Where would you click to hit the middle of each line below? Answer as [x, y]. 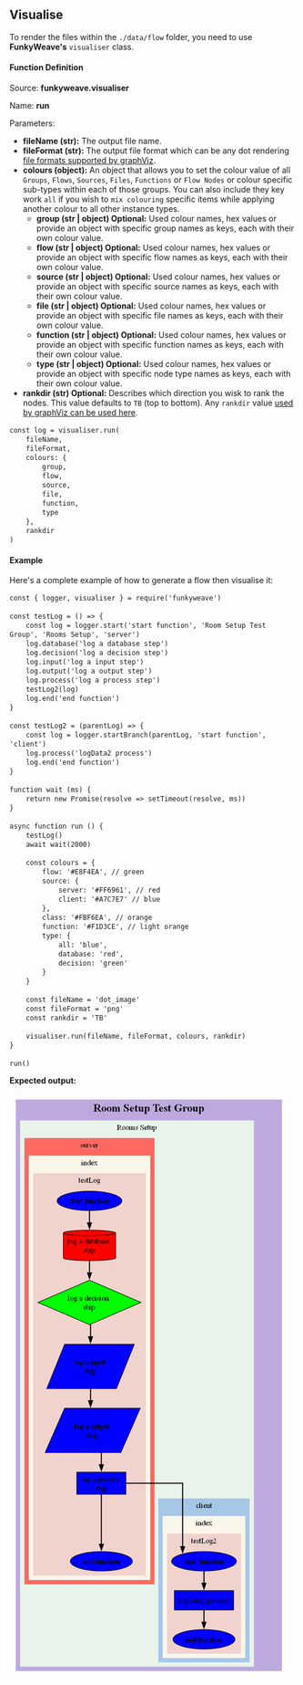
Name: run [30, 106]
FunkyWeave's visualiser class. [72, 47]
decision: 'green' [93, 963]
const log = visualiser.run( [65, 431]
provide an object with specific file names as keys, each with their [160, 316]
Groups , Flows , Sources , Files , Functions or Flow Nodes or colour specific [157, 180]
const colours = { [61, 863]
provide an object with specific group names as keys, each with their [165, 228]
